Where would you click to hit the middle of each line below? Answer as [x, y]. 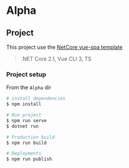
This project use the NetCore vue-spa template [64, 47]
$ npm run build [26, 143]
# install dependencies [36, 99]
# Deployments [24, 154]
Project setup [26, 74]
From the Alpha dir [29, 87]
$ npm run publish [29, 159]
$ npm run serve [26, 120]
